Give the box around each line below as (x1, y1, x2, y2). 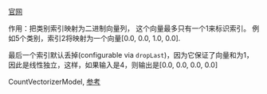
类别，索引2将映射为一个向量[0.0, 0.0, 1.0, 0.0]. (26, 34, 181, 43)
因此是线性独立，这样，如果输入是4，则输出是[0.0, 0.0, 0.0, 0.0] (8, 60, 218, 70)
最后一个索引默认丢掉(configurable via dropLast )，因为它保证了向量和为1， (8, 51, 253, 59)
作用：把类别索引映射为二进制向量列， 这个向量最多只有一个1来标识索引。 (8, 24, 251, 33)
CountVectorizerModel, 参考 (8, 77, 101, 86)
